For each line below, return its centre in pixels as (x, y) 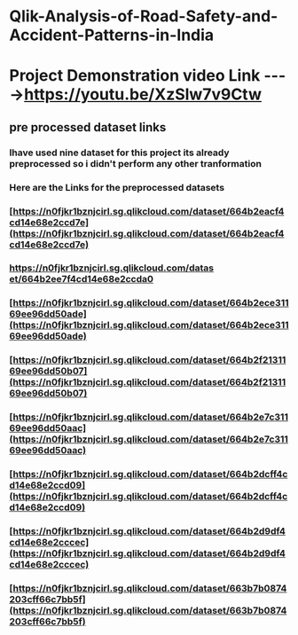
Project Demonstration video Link (135, 76)
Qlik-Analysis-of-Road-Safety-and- (144, 16)
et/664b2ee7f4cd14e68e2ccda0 (81, 279)
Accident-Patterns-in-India (112, 35)
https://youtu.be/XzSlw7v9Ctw (142, 94)
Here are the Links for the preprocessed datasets (117, 187)
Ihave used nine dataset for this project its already (119, 153)
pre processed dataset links (88, 127)
